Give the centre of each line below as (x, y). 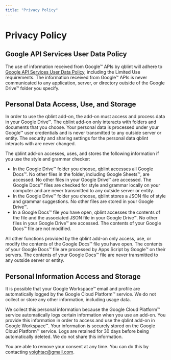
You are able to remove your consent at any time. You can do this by (77, 347)
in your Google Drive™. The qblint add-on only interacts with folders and (81, 122)
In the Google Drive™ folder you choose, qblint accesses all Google (83, 169)
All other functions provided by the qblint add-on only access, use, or (78, 239)
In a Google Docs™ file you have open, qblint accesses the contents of (87, 212)
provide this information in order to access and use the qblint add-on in (80, 321)
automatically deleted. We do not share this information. (64, 337)
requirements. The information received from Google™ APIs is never (76, 77)
